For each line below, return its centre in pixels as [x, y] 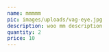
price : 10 [21, 38]
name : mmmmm [24, 13]
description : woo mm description [55, 26]
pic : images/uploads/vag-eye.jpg [55, 20]
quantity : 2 [24, 32]
